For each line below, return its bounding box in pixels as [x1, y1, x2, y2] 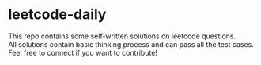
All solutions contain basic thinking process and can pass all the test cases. [8, 39, 255, 49]
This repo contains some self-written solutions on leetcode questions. [8, 31, 236, 41]
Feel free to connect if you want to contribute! [8, 48, 158, 57]
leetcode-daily [8, 5, 107, 23]
